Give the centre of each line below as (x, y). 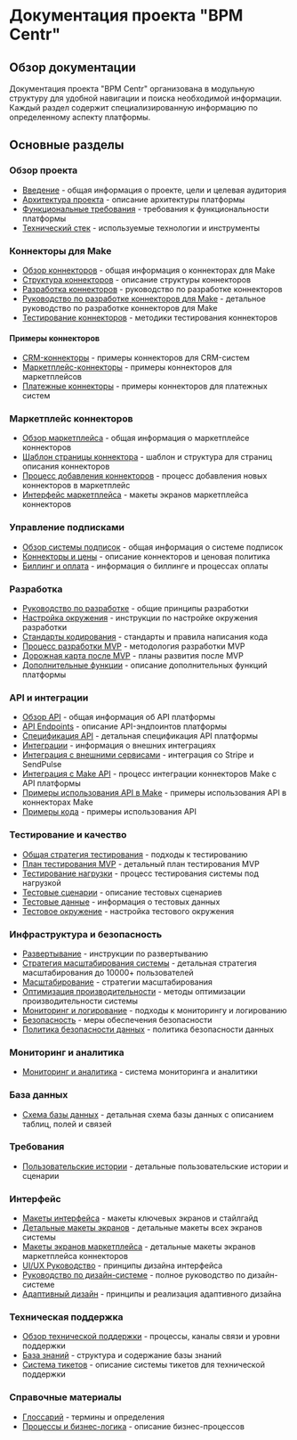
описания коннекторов (66, 466)
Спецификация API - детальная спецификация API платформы (140, 736)
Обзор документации (72, 67)
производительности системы (80, 1001)
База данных (39, 1095)
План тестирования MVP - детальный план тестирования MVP (140, 863)
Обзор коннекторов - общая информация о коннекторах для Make (148, 270)
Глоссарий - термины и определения (93, 1417)
